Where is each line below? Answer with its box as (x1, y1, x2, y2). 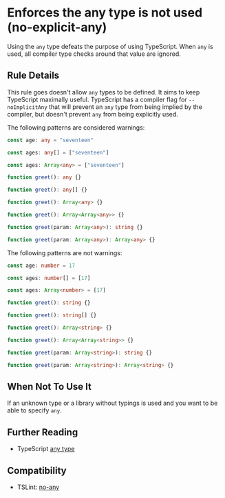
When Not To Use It (7, 381, 92, 392)
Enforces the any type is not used (7, 5, 203, 21)
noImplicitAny (7, 103, 48, 111)
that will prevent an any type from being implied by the (49, 102, 203, 111)
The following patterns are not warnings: (7, 248, 122, 257)
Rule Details (7, 70, 60, 81)
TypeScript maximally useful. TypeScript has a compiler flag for (7, 95, 187, 103)
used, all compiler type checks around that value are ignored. (7, 50, 181, 58)
